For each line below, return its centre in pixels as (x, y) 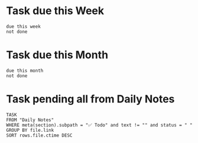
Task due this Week (55, 11)
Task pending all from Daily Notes (90, 99)
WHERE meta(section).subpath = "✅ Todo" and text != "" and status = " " (100, 125)
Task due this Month (57, 55)
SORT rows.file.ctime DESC (39, 135)
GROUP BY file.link (30, 130)
